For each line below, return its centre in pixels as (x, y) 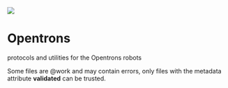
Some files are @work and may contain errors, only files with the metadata (114, 71)
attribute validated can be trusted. (56, 78)
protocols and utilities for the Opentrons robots (74, 58)
